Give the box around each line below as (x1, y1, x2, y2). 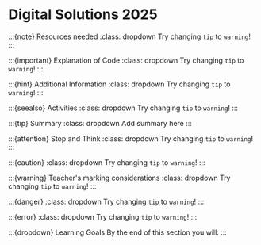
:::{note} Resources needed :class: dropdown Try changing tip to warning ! (8, 32, 251, 41)
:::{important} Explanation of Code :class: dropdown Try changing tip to (8, 56, 244, 65)
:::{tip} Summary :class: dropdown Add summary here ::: (8, 118, 193, 128)
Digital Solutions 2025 (8, 6, 158, 24)
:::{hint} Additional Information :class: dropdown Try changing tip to (8, 79, 231, 89)
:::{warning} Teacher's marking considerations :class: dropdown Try (8, 173, 231, 182)
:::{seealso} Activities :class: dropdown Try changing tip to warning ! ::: (8, 103, 239, 113)
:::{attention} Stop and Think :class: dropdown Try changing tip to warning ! (8, 133, 254, 144)
